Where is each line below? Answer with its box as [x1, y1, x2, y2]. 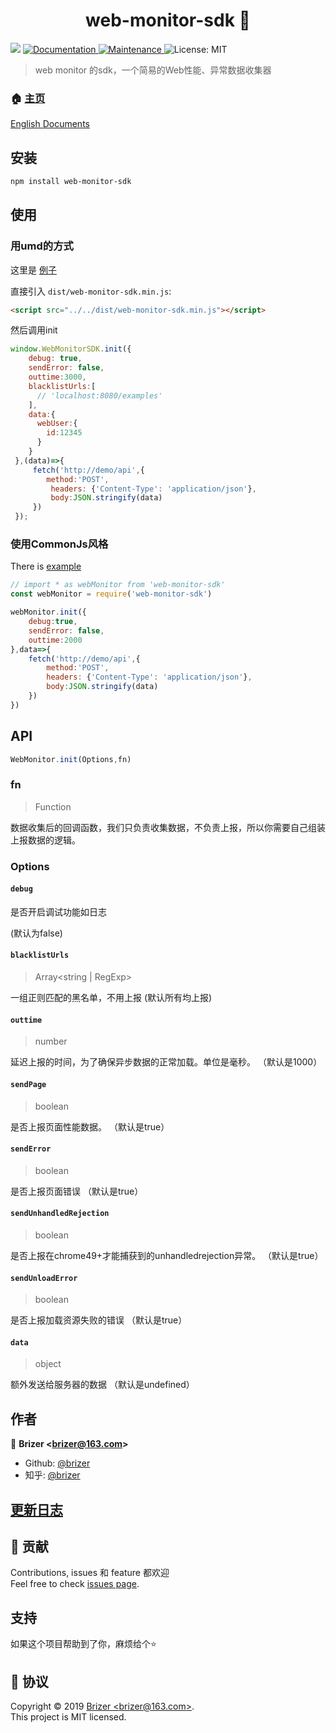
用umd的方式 [10, 239, 74, 253]
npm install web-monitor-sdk [10, 177, 132, 187]
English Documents [10, 118, 90, 130]
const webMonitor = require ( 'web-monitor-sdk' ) [10, 589, 213, 599]
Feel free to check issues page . [10, 1578, 140, 1590]
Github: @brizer [24, 1457, 91, 1469]
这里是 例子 [10, 264, 57, 276]
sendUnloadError [10, 1273, 78, 1283]
